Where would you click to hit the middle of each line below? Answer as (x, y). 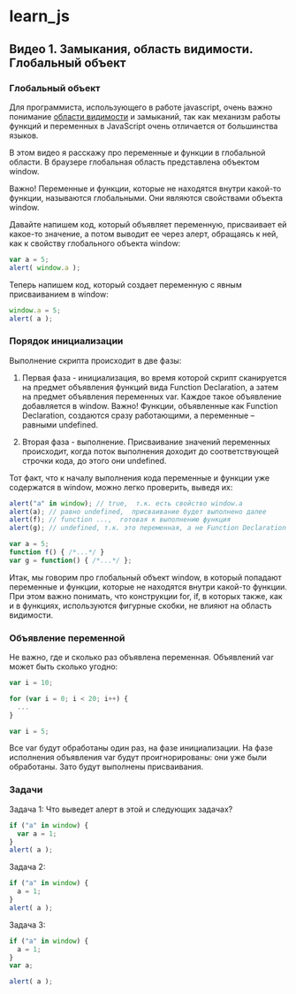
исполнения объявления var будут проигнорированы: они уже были (138, 758)
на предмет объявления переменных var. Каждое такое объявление (152, 397)
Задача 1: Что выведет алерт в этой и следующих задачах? (121, 809)
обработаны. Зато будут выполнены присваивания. (106, 767)
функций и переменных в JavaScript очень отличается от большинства (144, 126)
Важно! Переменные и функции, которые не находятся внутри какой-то (145, 189)
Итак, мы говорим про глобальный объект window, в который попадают (146, 577)
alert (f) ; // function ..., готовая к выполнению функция (120, 520)
